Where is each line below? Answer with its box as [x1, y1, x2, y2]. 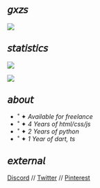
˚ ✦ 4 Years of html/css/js [17, 120, 91, 129]
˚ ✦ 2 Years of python [17, 127, 80, 136]
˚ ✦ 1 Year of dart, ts [17, 135, 76, 143]
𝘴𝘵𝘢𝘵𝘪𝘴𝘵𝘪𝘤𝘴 [7, 43, 49, 55]
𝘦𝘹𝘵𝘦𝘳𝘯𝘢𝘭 [7, 155, 46, 167]
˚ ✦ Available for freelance [17, 113, 93, 121]
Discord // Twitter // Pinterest [7, 173, 90, 182]
